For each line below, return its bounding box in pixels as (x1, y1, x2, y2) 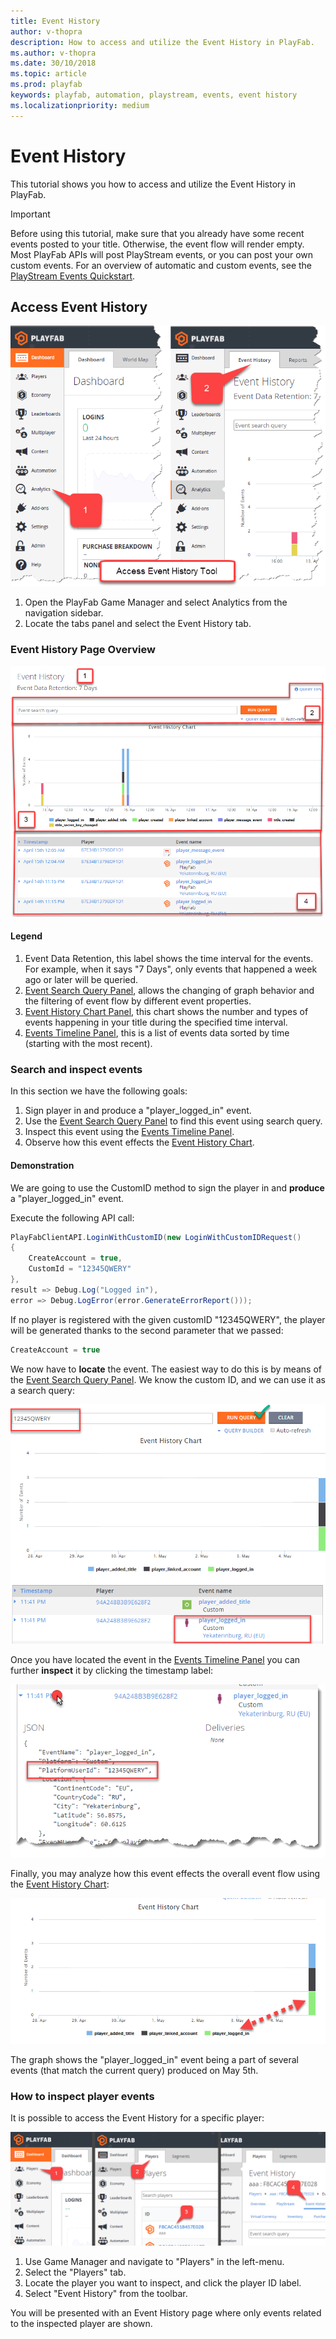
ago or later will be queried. (24, 974, 139, 986)
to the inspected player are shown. (10, 2317, 153, 2329)
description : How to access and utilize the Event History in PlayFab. (10, 37, 315, 47)
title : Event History (10, 16, 101, 26)
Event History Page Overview (10, 643, 156, 657)
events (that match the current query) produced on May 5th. (10, 2065, 259, 2077)
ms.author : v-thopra (10, 48, 97, 58)
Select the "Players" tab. (24, 2266, 127, 2278)
